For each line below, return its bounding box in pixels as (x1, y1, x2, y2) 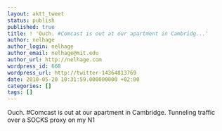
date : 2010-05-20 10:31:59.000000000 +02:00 (7, 75, 140, 83)
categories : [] (7, 82, 52, 89)
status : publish (7, 17, 55, 24)
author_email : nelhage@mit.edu (7, 50, 99, 57)
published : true (7, 23, 55, 30)
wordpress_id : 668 (7, 63, 61, 70)
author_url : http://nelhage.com (7, 56, 102, 63)
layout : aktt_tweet (7, 10, 65, 18)
